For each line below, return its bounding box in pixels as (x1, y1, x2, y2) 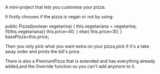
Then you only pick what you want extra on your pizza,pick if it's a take (5, 43, 150, 49)
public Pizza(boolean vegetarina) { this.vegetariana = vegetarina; (5, 23, 137, 29)
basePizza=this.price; (5, 34, 49, 39)
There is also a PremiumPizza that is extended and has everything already (5, 58, 156, 64)
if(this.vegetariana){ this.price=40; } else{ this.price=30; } (5, 29, 122, 34)
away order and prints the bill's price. (5, 49, 81, 54)
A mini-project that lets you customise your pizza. (5, 4, 106, 10)
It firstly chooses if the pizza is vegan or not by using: (5, 14, 114, 19)
